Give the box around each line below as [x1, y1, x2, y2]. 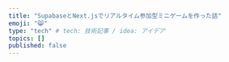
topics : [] [8, 34, 45, 43]
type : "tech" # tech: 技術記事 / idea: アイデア [8, 27, 166, 35]
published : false [8, 42, 67, 50]
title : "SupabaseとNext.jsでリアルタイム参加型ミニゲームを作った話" [8, 11, 222, 20]
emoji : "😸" [8, 19, 48, 27]
